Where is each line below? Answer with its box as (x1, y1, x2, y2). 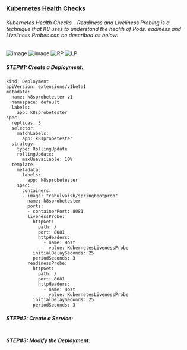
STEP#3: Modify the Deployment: (6, 337, 91, 344)
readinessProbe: (27, 260, 68, 267)
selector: (11, 125, 36, 131)
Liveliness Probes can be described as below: (6, 31, 119, 39)
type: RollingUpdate (17, 146, 68, 152)
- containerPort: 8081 (27, 209, 84, 215)
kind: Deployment (6, 78, 49, 84)
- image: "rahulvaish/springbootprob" (21, 193, 118, 199)
